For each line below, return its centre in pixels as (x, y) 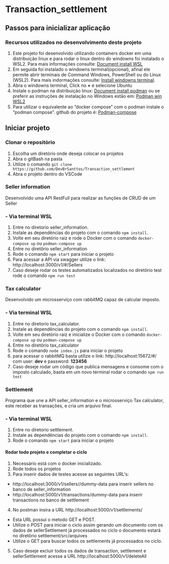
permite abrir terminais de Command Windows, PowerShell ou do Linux (87, 75)
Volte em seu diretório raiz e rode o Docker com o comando (75, 238)
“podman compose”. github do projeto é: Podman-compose (75, 112)
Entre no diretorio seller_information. (50, 228)
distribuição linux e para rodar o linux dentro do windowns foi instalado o (88, 59)
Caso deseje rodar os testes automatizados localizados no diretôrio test (87, 270)
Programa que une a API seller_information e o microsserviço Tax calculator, (84, 401)
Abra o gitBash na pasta (38, 159)
